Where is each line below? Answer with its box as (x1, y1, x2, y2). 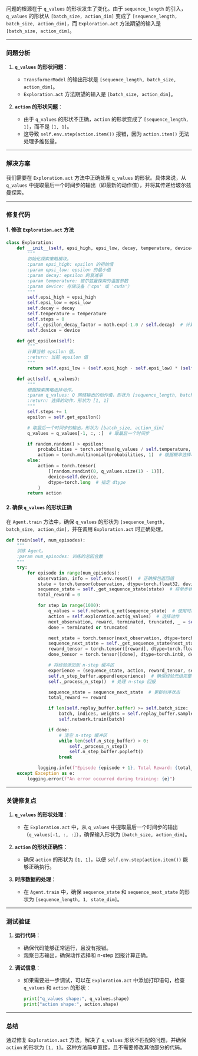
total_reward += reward (48, 695, 107, 701)
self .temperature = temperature (27, 311, 107, 317)
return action (27, 490, 62, 496)
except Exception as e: (16, 771, 75, 777)
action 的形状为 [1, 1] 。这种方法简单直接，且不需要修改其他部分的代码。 (6, 1044, 186, 1051)
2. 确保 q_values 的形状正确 (6, 503, 72, 511)
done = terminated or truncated (48, 624, 128, 631)
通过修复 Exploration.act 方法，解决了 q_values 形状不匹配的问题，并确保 (6, 1037, 187, 1044)
